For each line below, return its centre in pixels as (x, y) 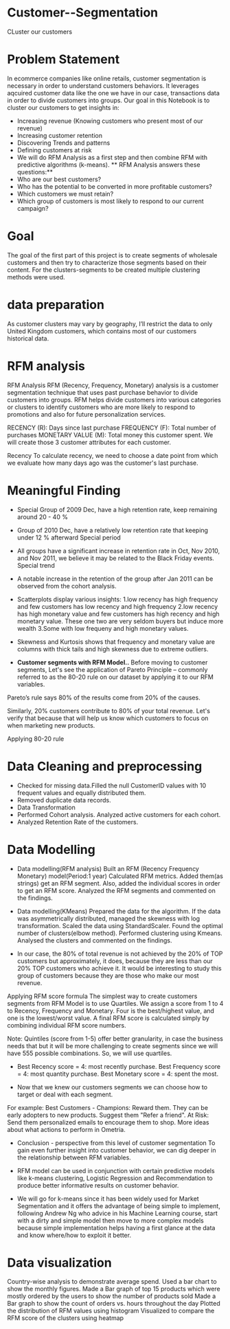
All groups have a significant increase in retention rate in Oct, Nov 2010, (118, 551)
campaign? (33, 208)
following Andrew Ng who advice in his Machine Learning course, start (117, 1213)
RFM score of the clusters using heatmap (66, 1318)
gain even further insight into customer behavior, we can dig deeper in (116, 1150)
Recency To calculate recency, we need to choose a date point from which (113, 455)
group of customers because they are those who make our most (108, 975)
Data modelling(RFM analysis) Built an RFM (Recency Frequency (108, 868)
